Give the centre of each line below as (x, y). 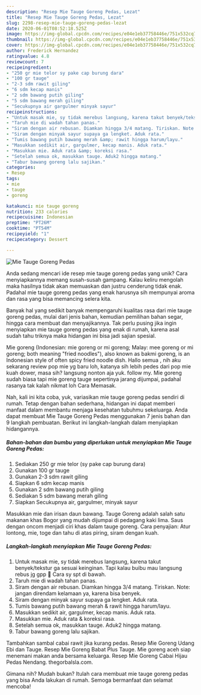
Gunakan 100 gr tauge (42, 470)
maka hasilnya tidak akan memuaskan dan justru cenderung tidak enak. (94, 286)
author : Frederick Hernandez (42, 51)
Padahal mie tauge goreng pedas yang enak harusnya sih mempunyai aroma (100, 292)
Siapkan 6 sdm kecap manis (50, 483)
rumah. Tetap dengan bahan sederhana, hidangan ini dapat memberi (91, 403)
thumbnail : (20, 39)
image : (14, 34)
